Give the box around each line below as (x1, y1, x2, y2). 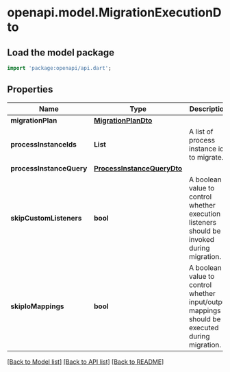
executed (188, 323, 219, 332)
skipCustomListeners (10, 213, 82, 223)
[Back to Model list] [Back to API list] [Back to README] (7, 358, 164, 366)
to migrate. (188, 152, 224, 162)
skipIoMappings (10, 301, 64, 311)
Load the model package (7, 47, 115, 58)
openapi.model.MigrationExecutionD (7, 5, 222, 21)
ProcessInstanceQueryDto (93, 163, 183, 173)
